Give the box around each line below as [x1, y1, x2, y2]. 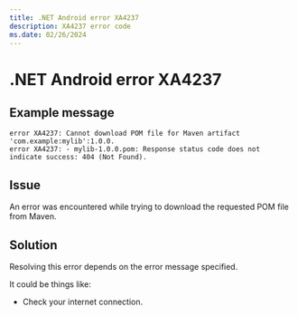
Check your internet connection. [22, 296, 144, 307]
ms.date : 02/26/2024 [9, 30, 88, 39]
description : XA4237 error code [9, 22, 131, 31]
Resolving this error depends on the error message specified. [9, 262, 238, 272]
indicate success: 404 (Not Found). [9, 153, 147, 162]
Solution [9, 237, 58, 253]
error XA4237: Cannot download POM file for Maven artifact [9, 129, 241, 139]
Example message [9, 105, 115, 120]
